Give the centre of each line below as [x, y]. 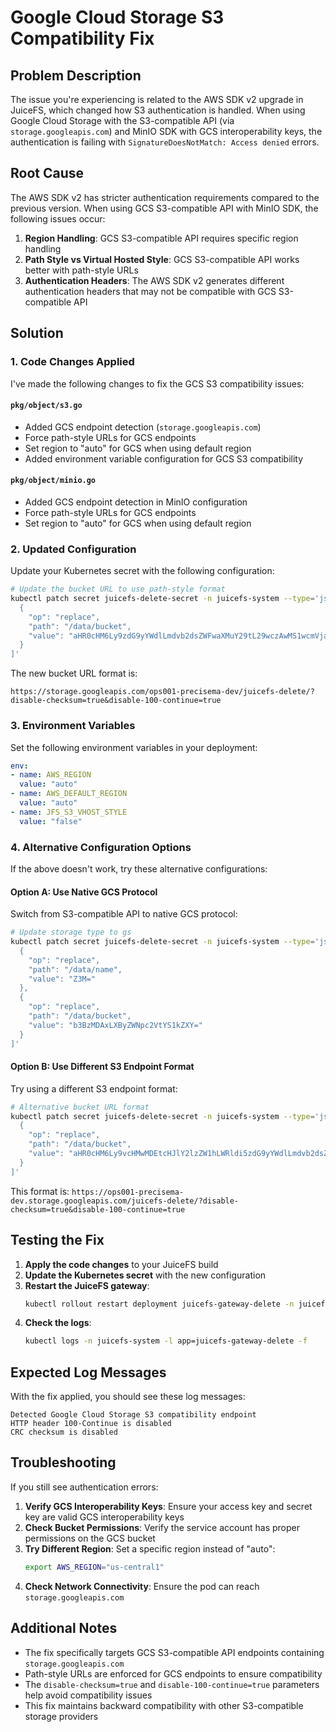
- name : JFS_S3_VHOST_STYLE [69, 812]
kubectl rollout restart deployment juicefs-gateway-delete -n [159, 1304]
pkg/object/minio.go [53, 481]
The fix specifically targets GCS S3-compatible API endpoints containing [174, 1652]
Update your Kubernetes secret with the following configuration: [142, 571]
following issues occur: [58, 218]
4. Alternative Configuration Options [101, 847]
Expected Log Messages [88, 1372]
